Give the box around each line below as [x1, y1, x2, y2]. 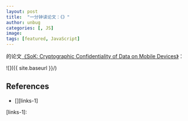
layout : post [6, 8, 38, 15]
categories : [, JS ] [6, 25, 54, 31]
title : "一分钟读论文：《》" [6, 14, 70, 20]
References [6, 82, 49, 92]
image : [6, 31, 22, 36]
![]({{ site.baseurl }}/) [6, 65, 57, 71]
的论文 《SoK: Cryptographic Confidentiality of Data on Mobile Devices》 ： [6, 53, 184, 59]
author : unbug [6, 19, 41, 25]
